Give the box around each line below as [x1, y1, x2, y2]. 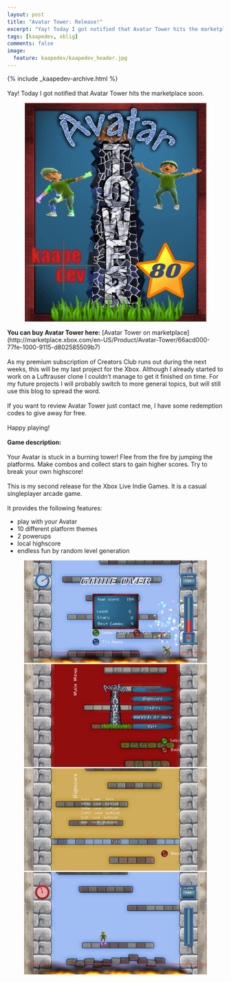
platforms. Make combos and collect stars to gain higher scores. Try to [7, 460, 208, 468]
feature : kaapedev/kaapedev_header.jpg [13, 55, 128, 62]
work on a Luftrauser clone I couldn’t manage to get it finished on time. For [7, 373, 219, 381]
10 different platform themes [16, 525, 98, 533]
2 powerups [16, 532, 52, 541]
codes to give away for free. [7, 409, 87, 417]
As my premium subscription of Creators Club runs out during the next [7, 358, 207, 366]
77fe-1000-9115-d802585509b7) [7, 343, 101, 351]
